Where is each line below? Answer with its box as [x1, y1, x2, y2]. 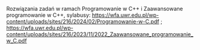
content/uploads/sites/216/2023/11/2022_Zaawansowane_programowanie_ [6, 31, 194, 38]
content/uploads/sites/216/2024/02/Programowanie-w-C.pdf [6, 18, 159, 25]
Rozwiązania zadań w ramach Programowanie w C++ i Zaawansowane [6, 5, 183, 12]
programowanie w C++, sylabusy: [6, 11, 91, 19]
